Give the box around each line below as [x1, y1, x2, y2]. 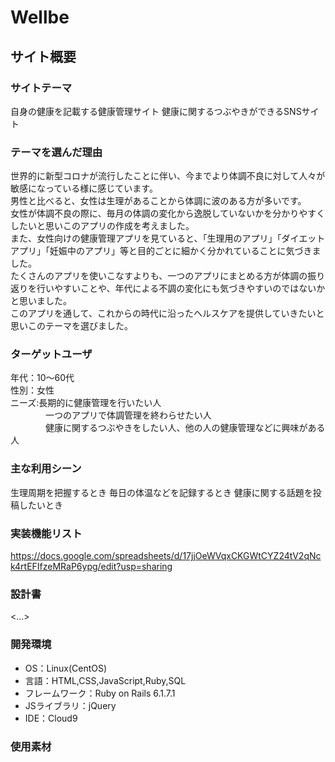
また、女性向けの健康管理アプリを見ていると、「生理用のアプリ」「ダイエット [10, 232, 326, 245]
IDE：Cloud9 [24, 712, 78, 724]
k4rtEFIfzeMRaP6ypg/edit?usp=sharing [10, 561, 173, 573]
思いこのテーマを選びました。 [10, 320, 133, 332]
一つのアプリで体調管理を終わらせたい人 [45, 409, 212, 421]
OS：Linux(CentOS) [24, 662, 108, 674]
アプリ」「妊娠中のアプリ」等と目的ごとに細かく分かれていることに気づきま [10, 245, 322, 257]
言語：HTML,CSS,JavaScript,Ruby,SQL [24, 674, 187, 686]
